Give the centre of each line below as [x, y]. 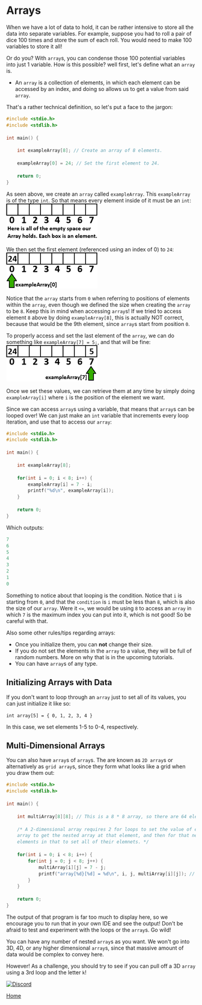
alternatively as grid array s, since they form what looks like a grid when [96, 766]
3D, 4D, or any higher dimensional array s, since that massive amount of [95, 948]
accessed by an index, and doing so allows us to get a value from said [102, 89]
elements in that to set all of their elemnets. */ [83, 842]
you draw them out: [30, 773]
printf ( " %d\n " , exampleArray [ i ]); [71, 491]
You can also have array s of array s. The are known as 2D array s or [90, 760]
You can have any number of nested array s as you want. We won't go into [98, 941]
